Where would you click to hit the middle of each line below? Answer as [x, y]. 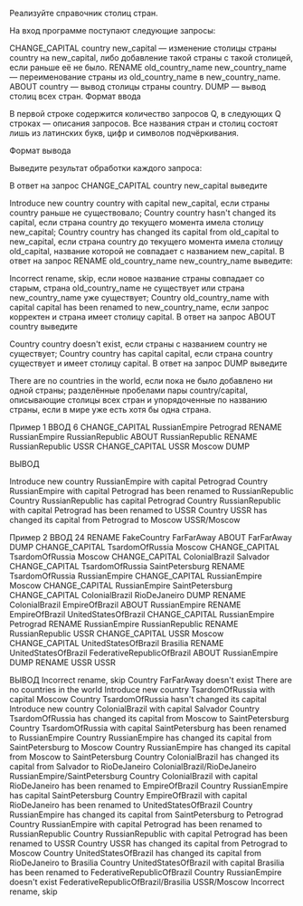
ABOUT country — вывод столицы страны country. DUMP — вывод [138, 86]
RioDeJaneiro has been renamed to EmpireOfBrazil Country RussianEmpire [149, 786]
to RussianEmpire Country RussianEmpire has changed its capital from [141, 738]
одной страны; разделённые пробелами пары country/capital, [129, 390]
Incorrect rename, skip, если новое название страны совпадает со [137, 278]
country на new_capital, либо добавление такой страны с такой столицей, [151, 57]
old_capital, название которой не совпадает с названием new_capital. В [147, 251]
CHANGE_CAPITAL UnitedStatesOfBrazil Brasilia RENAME [117, 643]
